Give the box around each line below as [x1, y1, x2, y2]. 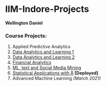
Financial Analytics [12, 60, 51, 66]
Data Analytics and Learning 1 [12, 49, 74, 55]
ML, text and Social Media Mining [12, 65, 81, 71]
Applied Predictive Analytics [12, 44, 71, 50]
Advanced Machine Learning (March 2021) [12, 76, 101, 82]
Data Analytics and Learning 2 [12, 54, 75, 60]
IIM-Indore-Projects [5, 3, 89, 15]
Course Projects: [5, 32, 47, 39]
